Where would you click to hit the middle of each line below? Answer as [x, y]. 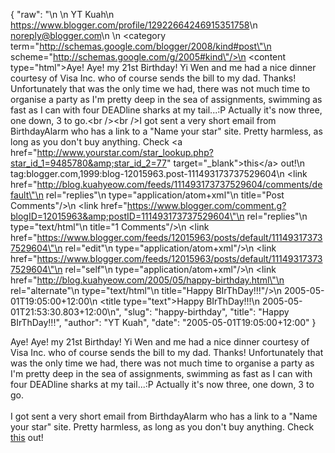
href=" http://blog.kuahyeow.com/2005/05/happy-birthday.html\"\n [147, 280]
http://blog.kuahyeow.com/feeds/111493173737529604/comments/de [179, 184]
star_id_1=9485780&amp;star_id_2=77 [88, 163]
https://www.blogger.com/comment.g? [206, 205]
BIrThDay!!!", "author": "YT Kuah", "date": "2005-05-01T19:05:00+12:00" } [163, 322]
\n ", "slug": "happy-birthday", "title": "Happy [198, 312]
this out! [27, 437]
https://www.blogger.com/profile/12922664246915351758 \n [134, 25]
